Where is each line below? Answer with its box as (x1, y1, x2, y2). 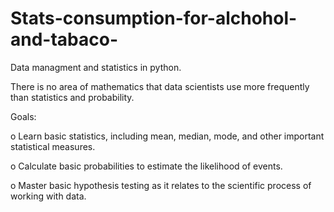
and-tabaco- (10, 28, 119, 51)
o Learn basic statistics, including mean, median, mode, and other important (10, 130, 325, 142)
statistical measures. (10, 140, 96, 152)
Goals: (10, 110, 37, 122)
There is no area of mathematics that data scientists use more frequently (10, 80, 310, 92)
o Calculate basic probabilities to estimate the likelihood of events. (10, 160, 283, 172)
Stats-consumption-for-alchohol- (10, 7, 298, 30)
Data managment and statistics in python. (10, 61, 182, 73)
